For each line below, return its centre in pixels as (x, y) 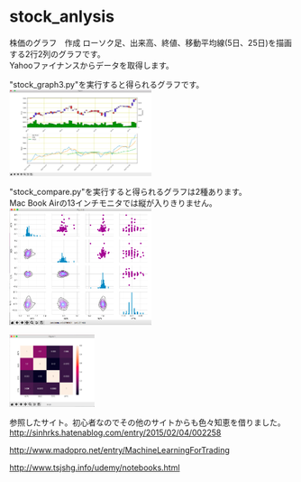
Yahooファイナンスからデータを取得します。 (91, 65)
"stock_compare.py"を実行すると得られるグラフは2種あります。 (128, 192)
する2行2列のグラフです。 (57, 54)
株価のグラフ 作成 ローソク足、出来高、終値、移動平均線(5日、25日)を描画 (151, 42)
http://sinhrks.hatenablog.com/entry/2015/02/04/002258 (115, 432)
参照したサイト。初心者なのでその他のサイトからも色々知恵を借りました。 (147, 422)
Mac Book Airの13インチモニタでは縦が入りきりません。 (114, 203)
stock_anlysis (62, 17)
